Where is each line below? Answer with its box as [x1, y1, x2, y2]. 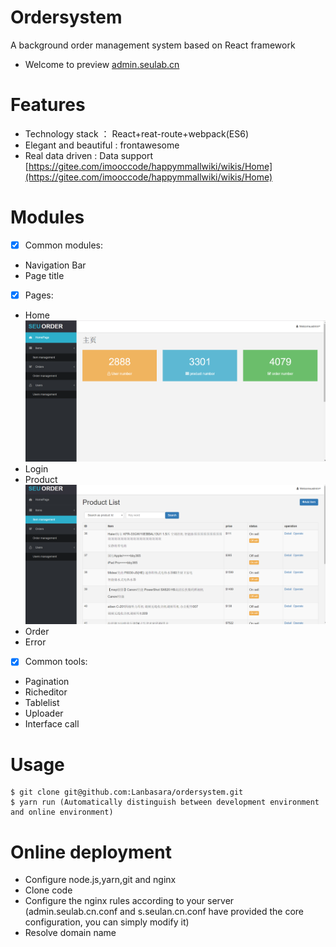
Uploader [24, 707, 64, 720]
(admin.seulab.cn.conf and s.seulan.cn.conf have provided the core [24, 906, 305, 918]
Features [10, 94, 86, 116]
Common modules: [24, 239, 104, 251]
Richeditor [24, 686, 68, 698]
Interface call [24, 718, 80, 730]
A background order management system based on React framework [10, 39, 296, 51]
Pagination [24, 676, 70, 688]
